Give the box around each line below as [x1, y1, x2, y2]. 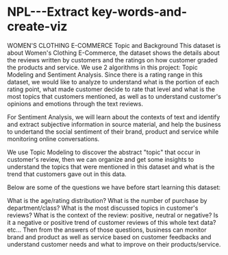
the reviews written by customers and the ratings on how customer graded [7, 56, 218, 64]
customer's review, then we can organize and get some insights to [7, 155, 194, 163]
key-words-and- [91, 4, 188, 20]
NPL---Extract [7, 4, 89, 20]
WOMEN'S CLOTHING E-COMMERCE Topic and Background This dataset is [7, 41, 221, 49]
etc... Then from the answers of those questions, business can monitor [7, 226, 207, 234]
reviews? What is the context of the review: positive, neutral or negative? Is [7, 210, 219, 219]
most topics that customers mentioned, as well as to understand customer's [7, 92, 221, 100]
